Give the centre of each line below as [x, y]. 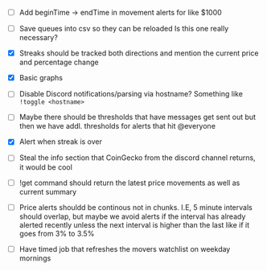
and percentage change [59, 62]
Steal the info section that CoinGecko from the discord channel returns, [137, 158]
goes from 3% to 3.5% [57, 233]
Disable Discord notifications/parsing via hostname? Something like [131, 94]
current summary [48, 191]
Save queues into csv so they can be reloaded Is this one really [124, 29]
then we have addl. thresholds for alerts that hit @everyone [117, 126]
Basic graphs [41, 78]
